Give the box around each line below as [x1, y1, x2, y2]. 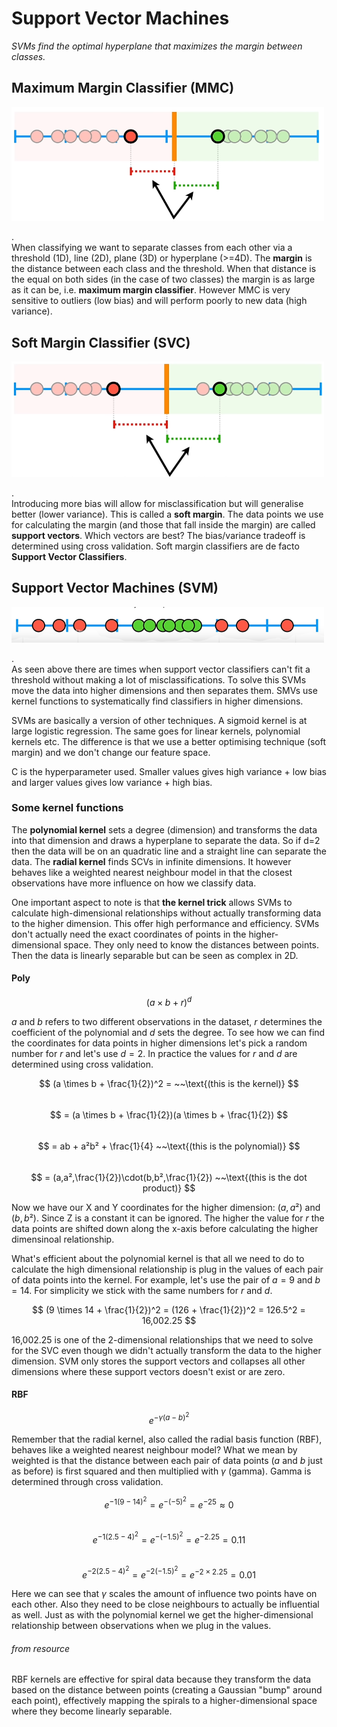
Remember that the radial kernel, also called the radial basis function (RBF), [11, 1433, 323, 1446]
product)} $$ [142, 1182, 196, 1194]
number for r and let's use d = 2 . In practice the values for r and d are [11, 1047, 298, 1059]
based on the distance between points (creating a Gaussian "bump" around [11, 1684, 323, 1696]
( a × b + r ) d [145, 995, 193, 1008]
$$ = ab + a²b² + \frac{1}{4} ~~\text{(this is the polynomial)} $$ [37, 1140, 301, 1152]
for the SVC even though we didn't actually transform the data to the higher [11, 1344, 322, 1356]
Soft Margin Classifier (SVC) [11, 334, 191, 351]
